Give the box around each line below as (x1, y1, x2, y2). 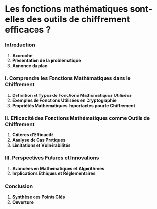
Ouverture (12, 199, 34, 205)
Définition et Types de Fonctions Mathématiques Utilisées (12, 92, 132, 98)
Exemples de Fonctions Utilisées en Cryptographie (12, 97, 117, 103)
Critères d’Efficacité (12, 132, 54, 138)
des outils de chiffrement (26, 14, 130, 25)
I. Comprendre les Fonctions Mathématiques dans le (5, 75, 131, 82)
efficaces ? (5, 24, 51, 35)
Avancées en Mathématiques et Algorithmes (12, 166, 105, 171)
